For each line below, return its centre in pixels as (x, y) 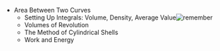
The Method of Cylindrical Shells (71, 32)
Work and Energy (49, 40)
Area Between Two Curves (52, 10)
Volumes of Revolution (56, 25)
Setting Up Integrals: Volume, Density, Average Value (100, 17)
